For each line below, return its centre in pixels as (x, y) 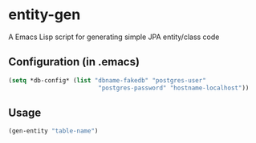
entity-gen (45, 15)
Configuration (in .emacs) (74, 62)
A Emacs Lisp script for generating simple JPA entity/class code (114, 37)
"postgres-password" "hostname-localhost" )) (173, 88)
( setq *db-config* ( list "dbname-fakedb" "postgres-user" (107, 80)
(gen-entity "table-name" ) (53, 131)
